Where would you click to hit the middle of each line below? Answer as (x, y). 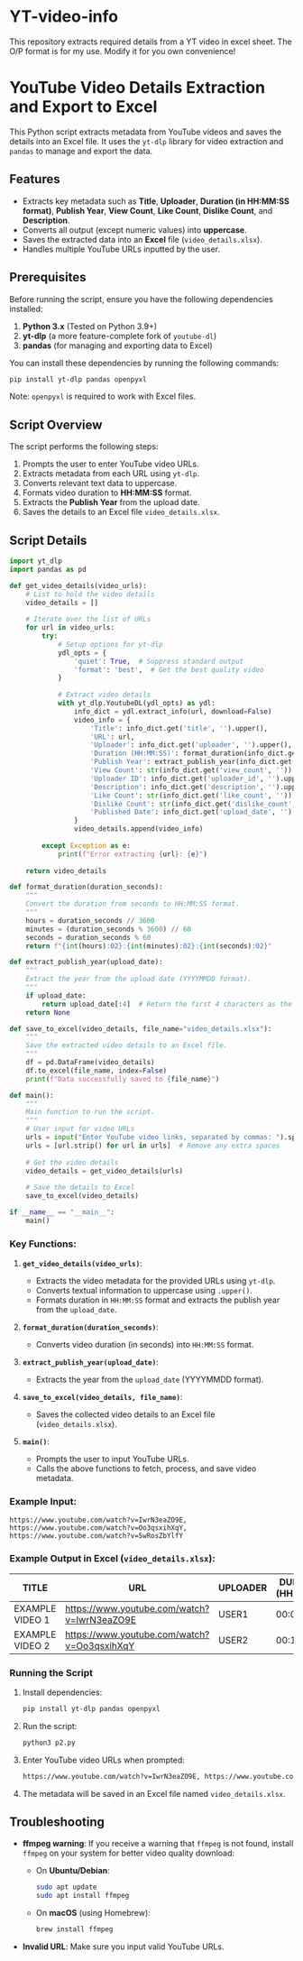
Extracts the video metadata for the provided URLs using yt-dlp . (156, 1281)
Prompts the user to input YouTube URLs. (112, 1459)
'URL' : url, (112, 737)
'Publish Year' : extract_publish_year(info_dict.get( (193, 762)
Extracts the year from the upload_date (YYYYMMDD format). (150, 1380)
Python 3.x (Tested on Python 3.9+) (90, 326)
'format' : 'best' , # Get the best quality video (169, 669)
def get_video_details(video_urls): (78, 585)
